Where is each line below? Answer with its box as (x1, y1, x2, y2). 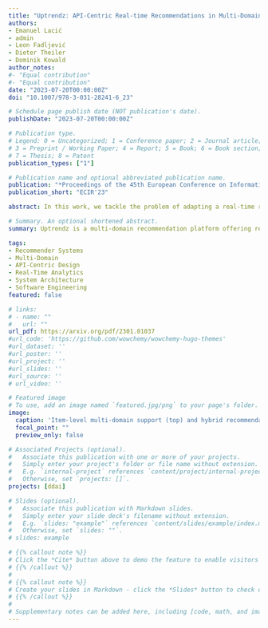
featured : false (8, 290, 62, 299)
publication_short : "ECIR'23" (8, 188, 109, 196)
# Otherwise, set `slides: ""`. (8, 527, 124, 535)
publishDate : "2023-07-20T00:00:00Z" (8, 115, 134, 124)
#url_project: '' (8, 357, 66, 365)
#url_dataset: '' (8, 342, 66, 351)
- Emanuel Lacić (8, 26, 62, 34)
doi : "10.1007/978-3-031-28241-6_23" (8, 93, 134, 101)
